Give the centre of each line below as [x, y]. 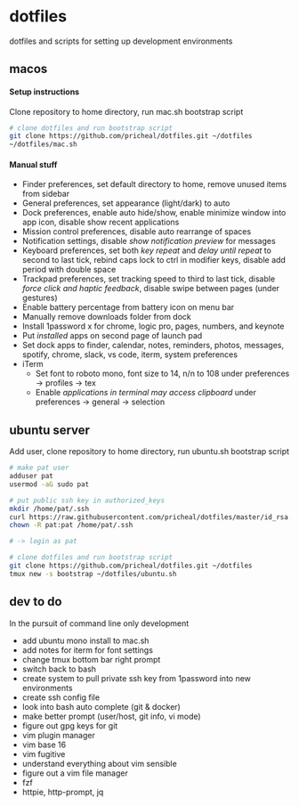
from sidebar [45, 194]
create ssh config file [61, 697]
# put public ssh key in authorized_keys [87, 501]
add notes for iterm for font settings [88, 650]
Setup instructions [44, 92]
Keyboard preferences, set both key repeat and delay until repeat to [146, 250]
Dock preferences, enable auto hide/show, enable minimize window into [154, 213]
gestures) [40, 298]
